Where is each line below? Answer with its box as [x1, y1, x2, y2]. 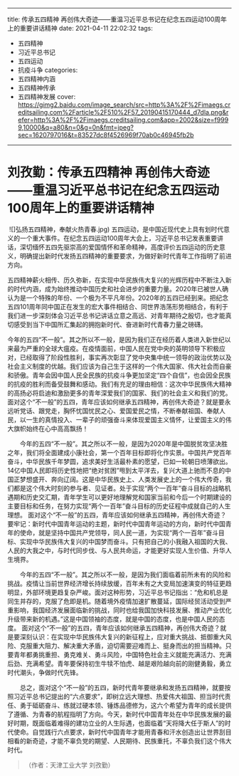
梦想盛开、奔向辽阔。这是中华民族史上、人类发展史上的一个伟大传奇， [19, 475, 225, 483]
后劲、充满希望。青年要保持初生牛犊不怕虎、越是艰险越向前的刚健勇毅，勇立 [7, 659, 232, 668]
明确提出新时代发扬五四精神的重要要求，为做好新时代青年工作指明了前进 [19, 251, 232, 260]
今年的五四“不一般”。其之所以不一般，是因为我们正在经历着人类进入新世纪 [7, 335, 225, 344]
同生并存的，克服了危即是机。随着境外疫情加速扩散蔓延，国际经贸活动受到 [7, 597, 225, 605]
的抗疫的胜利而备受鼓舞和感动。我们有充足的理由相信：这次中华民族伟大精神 [7, 379, 232, 388]
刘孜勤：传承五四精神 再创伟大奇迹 [7, 164, 210, 181]
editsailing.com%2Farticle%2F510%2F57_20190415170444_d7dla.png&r [17, 108, 229, 116]
